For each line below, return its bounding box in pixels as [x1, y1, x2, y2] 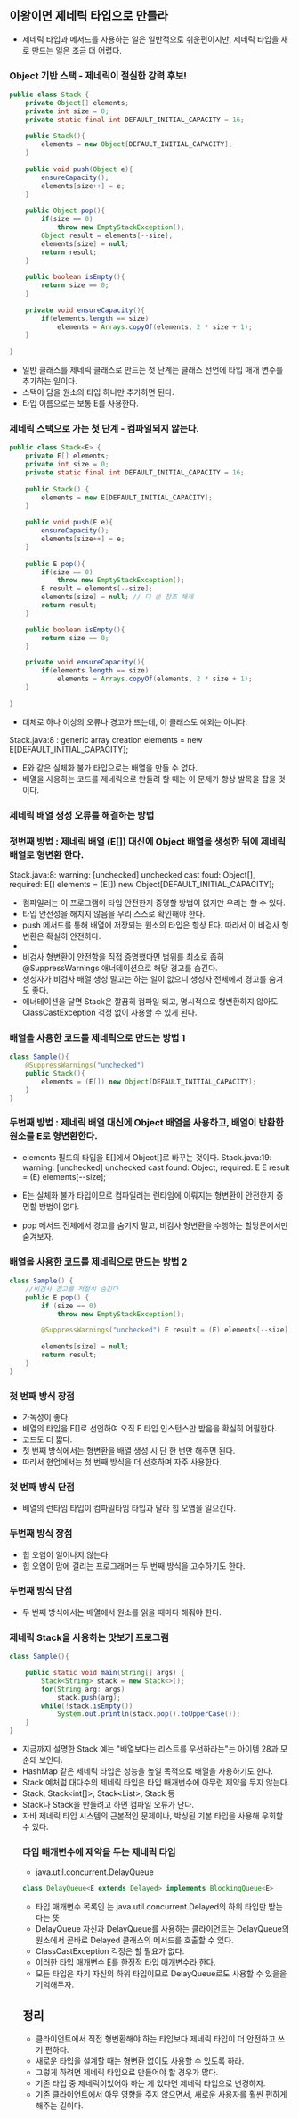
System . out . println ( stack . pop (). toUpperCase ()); [56, 1710, 241, 1719]
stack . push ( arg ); [56, 1693, 122, 1702]
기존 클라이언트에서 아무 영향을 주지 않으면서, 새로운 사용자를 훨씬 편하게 [35, 2089, 287, 2099]
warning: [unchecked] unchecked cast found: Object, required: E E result [21, 1162, 290, 1173]
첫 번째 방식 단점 [9, 1480, 75, 1493]
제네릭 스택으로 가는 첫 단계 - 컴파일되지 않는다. [9, 423, 200, 435]
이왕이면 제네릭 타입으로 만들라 [9, 8, 169, 24]
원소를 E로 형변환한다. [9, 1130, 98, 1142]
